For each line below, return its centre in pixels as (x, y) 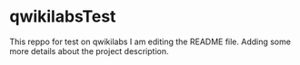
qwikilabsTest (63, 17)
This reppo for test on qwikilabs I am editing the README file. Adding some (150, 42)
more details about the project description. (89, 51)
